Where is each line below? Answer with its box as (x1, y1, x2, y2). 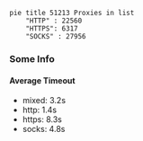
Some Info (9, 52, 56, 65)
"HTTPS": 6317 (25, 24, 78, 33)
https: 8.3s (22, 114, 63, 125)
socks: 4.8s (22, 124, 66, 135)
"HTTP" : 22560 (25, 16, 83, 25)
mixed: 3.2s (22, 95, 66, 106)
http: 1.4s (22, 104, 57, 116)
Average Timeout (9, 75, 76, 85)
